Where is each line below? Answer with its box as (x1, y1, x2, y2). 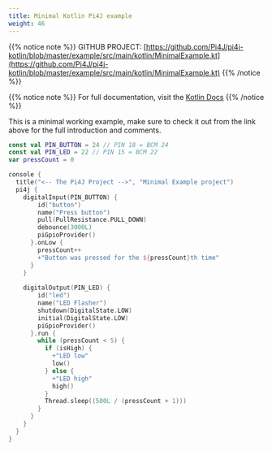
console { (8, 171, 42, 179)
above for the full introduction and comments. (8, 125, 162, 135)
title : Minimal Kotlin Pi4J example (8, 11, 132, 20)
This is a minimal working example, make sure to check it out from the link (8, 116, 256, 126)
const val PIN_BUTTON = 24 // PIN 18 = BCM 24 (8, 141, 169, 149)
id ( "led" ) (37, 292, 71, 300)
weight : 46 (8, 20, 45, 28)
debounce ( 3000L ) (37, 223, 93, 232)
